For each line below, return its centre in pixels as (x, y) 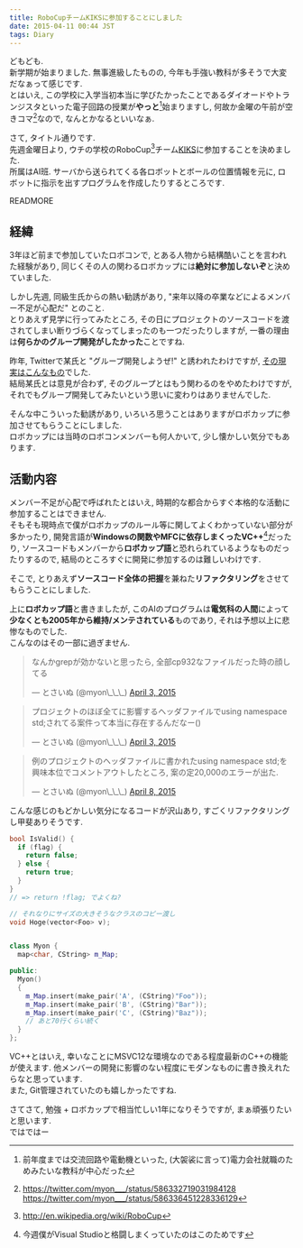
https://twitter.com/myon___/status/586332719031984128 (129, 1188)
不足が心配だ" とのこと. (61, 308)
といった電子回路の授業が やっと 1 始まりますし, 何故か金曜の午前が (163, 106)
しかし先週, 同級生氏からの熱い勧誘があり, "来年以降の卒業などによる (138, 297)
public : (24, 971)
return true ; (50, 872)
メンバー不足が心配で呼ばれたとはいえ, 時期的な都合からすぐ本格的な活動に (150, 502)
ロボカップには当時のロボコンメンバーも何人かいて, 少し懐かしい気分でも (146, 436)
